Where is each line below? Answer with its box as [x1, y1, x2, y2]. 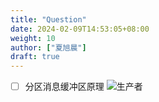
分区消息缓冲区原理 [24, 81, 105, 93]
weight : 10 [10, 33, 56, 43]
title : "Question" [10, 14, 87, 25]
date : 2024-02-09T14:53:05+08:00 [10, 24, 150, 34]
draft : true [10, 52, 60, 62]
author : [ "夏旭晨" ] [10, 42, 87, 53]
